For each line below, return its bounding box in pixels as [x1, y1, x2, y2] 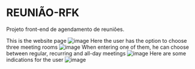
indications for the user [6, 56, 64, 63]
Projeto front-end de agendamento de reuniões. [6, 26, 125, 33]
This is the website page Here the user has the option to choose [6, 37, 187, 44]
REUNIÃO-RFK [6, 6, 80, 20]
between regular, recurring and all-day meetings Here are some [6, 49, 187, 57]
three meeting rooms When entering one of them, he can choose [6, 43, 189, 51]
